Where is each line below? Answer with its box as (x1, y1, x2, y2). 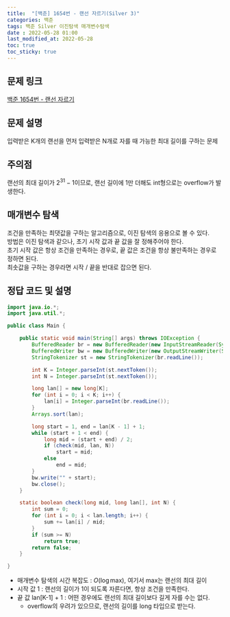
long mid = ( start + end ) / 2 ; (43, 436, 133, 443)
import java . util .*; (7, 310, 66, 317)
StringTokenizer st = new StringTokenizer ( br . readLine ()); (31, 354, 204, 361)
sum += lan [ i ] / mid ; (43, 519, 106, 526)
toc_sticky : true (7, 49, 57, 56)
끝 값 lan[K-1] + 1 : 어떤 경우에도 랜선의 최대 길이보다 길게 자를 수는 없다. (16, 594, 210, 602)
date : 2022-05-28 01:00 (7, 29, 78, 36)
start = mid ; (55, 449, 94, 456)
